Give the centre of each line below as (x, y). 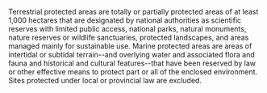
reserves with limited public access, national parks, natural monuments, (127, 29)
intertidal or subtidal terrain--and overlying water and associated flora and (132, 55)
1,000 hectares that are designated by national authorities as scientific (125, 20)
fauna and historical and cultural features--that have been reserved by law (132, 63)
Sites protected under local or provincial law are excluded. (105, 80)
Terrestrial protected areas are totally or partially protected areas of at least (133, 12)
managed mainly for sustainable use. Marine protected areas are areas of (130, 46)
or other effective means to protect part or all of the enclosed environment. (133, 72)
